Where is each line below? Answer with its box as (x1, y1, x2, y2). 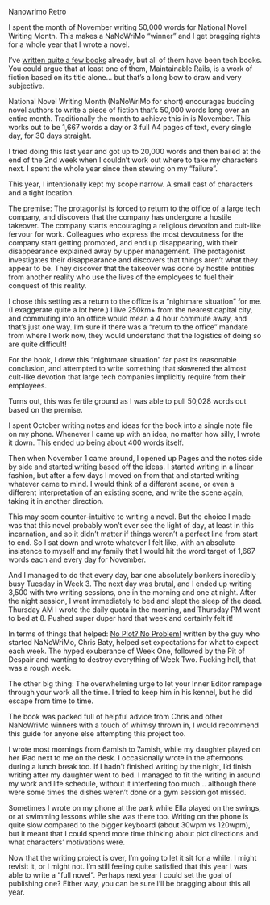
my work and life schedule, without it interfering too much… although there (8, 779, 257, 788)
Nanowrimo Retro (8, 7, 67, 16)
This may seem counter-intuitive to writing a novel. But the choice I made (8, 512, 251, 522)
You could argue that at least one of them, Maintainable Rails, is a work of (8, 64, 253, 73)
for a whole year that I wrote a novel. (8, 40, 131, 49)
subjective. (8, 81, 45, 90)
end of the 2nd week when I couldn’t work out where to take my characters (8, 155, 258, 165)
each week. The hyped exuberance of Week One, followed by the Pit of (8, 646, 246, 656)
